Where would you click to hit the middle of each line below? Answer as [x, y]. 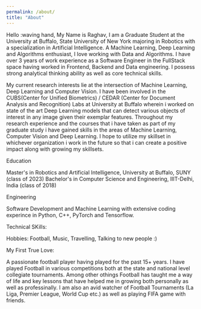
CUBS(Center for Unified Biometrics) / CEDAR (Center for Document [91, 98]
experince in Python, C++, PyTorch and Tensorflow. [70, 215]
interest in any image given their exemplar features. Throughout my [90, 117]
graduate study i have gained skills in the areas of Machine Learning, [92, 130]
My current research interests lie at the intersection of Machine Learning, [97, 84]
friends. [16, 300]
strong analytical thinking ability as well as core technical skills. [85, 73]
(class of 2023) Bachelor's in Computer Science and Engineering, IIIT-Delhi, [100, 179]
